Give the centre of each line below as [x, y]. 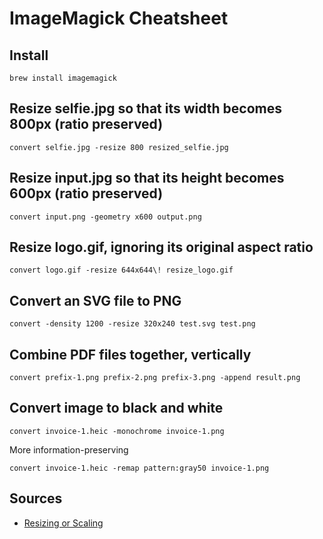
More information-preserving [69, 449]
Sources [36, 498]
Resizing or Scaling [63, 523]
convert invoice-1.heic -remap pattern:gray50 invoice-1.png [139, 468]
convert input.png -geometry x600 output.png [105, 217]
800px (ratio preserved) [86, 124]
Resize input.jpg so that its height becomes [147, 178]
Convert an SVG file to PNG [95, 300]
